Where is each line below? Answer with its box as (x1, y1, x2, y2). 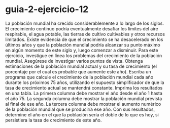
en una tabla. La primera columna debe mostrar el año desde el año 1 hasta (5, 90, 162, 96)
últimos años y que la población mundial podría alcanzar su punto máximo (5, 41, 161, 48)
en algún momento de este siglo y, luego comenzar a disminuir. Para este (5, 47, 158, 53)
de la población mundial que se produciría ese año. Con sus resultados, (5, 106, 155, 112)
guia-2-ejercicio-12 (5, 4, 89, 15)
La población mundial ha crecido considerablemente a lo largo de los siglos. (5, 20, 164, 26)
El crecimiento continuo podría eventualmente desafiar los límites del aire (5, 25, 158, 31)
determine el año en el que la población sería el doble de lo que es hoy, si (5, 111, 159, 117)
